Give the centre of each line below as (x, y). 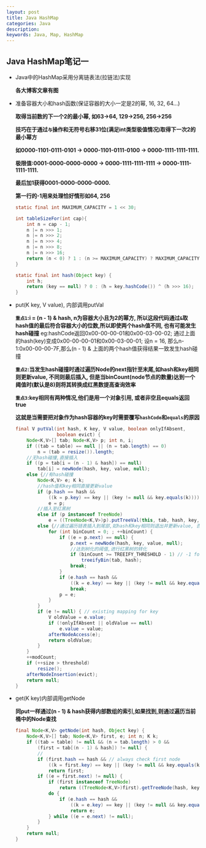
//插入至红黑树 (54, 509)
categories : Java (29, 23)
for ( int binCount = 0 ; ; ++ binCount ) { (101, 532)
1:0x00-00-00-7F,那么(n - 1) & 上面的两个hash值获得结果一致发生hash (104, 349)
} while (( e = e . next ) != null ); (91, 816)
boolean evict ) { (79, 435)
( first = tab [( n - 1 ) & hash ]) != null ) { (93, 748)
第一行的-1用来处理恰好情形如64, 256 (63, 196)
